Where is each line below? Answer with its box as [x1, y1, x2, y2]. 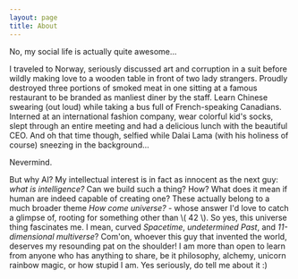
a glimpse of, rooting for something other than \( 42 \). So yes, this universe [9, 212, 288, 223]
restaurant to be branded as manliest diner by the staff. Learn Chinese [9, 91, 268, 103]
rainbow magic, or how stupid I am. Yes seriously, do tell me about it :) [9, 259, 268, 270]
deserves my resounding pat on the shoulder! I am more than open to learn [9, 241, 286, 251]
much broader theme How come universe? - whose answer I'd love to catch [9, 202, 289, 213]
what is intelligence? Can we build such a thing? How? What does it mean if [9, 183, 288, 194]
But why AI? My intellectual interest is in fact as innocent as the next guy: [9, 173, 279, 184]
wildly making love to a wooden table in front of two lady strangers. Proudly [9, 72, 288, 83]
